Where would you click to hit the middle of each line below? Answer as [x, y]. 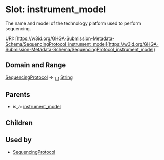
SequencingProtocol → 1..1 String [39, 78]
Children [19, 123]
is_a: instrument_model [36, 107]
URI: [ [11, 38]
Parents [18, 94]
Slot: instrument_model [56, 9]
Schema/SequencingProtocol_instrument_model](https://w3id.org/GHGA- [82, 44]
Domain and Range [36, 65]
